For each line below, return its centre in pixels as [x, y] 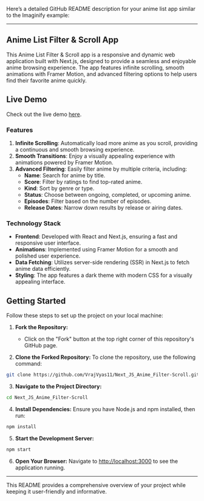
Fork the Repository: [42, 327]
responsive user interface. [48, 243]
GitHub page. [41, 346]
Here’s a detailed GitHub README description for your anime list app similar [101, 9]
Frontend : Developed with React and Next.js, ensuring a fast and [96, 237]
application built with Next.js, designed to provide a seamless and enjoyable [101, 61]
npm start [19, 449]
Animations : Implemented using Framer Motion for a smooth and [96, 250]
